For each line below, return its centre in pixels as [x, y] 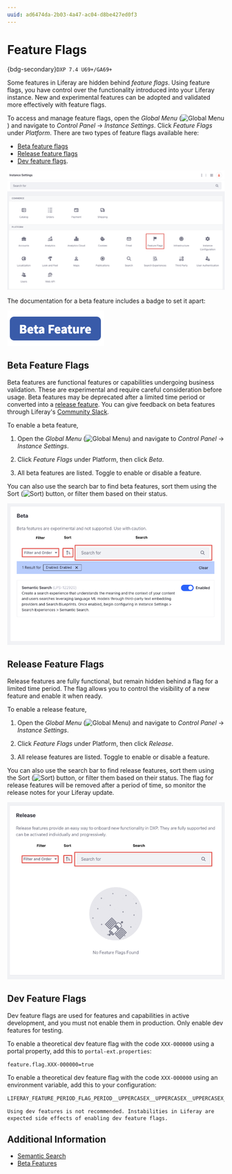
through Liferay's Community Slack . [58, 412]
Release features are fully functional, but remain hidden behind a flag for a [113, 681]
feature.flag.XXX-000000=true [51, 1065]
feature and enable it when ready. [55, 696]
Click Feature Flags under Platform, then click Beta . [90, 459]
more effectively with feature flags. [57, 105]
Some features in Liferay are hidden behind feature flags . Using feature [109, 82]
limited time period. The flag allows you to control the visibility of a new [108, 688]
